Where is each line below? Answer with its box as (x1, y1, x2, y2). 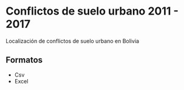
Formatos (5, 55, 43, 65)
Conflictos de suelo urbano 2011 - (5, 4, 179, 18)
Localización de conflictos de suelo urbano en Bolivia (5, 37, 140, 44)
